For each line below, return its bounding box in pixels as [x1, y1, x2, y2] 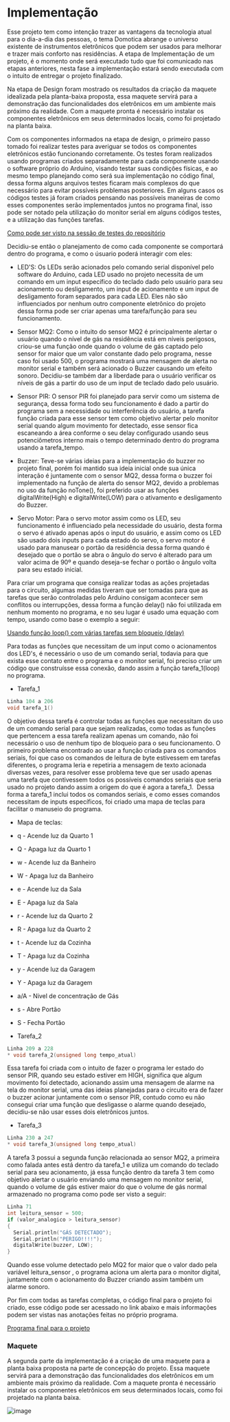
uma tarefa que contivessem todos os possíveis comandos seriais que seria [7, 775, 222, 784]
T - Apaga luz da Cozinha [16, 951, 90, 959]
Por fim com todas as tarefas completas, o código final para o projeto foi [7, 1296, 212, 1304]
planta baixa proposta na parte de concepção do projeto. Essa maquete [7, 1364, 210, 1372]
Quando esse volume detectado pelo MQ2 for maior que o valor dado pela [7, 1261, 218, 1269]
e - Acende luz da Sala [16, 884, 82, 893]
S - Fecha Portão [16, 1018, 65, 1026]
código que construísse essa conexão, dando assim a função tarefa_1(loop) [7, 664, 220, 672]
